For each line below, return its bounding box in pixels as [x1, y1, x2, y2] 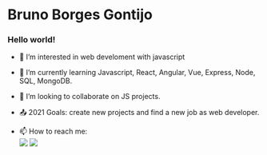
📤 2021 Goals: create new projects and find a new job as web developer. [18, 108, 260, 117]
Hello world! [7, 34, 56, 46]
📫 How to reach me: [18, 126, 88, 137]
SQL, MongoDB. [18, 76, 73, 85]
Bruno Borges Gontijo [7, 6, 153, 24]
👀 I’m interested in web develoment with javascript [18, 52, 185, 62]
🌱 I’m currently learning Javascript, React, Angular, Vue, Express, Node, [18, 68, 256, 77]
